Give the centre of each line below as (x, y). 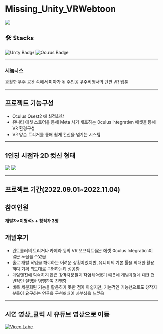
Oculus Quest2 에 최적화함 (38, 116)
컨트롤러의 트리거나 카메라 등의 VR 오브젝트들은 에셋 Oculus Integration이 (82, 250)
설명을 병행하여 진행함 (46, 281)
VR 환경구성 (23, 128)
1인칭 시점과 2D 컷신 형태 (40, 156)
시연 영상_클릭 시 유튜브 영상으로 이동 (57, 315)
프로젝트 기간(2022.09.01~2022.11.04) (63, 189)
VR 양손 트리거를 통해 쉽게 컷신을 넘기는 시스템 (56, 134)
